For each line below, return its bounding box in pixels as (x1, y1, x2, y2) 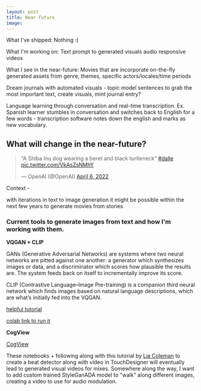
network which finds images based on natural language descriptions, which (6, 288, 194, 295)
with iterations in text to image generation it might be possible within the (6, 196, 185, 203)
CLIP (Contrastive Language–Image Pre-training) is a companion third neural (6, 281, 195, 289)
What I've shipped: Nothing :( (6, 37, 79, 44)
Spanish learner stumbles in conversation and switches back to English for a (6, 109, 195, 116)
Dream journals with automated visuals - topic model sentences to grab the (6, 84, 193, 91)
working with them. (6, 225, 64, 233)
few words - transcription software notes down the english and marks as (6, 115, 186, 122)
